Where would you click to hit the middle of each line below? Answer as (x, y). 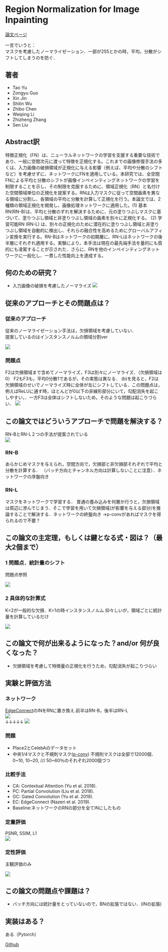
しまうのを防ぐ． (40, 58)
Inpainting (27, 20)
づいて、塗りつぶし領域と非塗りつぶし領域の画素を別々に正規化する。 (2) (81, 218)
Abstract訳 (22, 142)
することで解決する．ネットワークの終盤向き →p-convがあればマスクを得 (85, 514)
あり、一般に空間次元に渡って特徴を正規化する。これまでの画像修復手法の (82, 161)
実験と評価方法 (28, 683)
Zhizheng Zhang (29, 120)
